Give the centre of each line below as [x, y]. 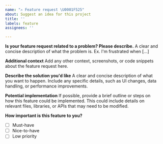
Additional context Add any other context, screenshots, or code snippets [79, 61]
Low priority [24, 136]
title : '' [15, 19]
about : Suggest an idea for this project [48, 14]
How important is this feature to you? [44, 115]
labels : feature [22, 23]
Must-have [23, 125]
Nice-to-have [26, 131]
